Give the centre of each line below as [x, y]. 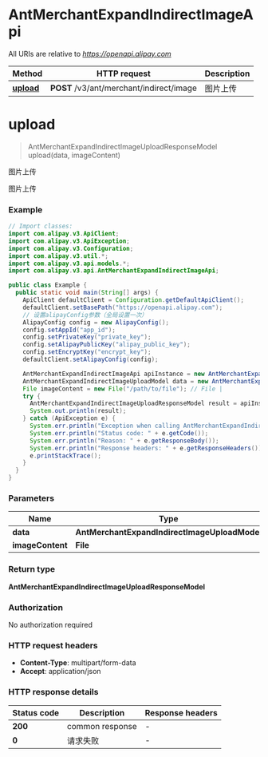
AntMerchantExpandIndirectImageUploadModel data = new [116, 381]
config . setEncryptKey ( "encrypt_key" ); [87, 352]
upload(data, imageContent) [74, 155]
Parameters [31, 498]
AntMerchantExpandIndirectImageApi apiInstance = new [114, 374]
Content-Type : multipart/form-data [78, 663]
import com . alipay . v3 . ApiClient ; [64, 234]
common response [102, 726]
